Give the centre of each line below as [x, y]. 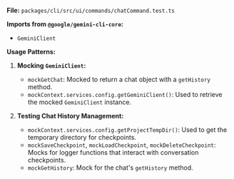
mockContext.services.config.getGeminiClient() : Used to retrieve [125, 94]
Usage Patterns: [31, 52]
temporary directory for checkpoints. [82, 137]
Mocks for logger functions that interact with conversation [113, 152]
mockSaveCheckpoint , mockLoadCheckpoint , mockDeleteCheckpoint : [122, 145]
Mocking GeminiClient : [51, 66]
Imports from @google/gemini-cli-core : [65, 24]
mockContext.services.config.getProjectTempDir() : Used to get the [127, 130]
